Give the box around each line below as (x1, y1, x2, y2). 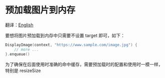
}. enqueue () (5, 52, 30, 57)
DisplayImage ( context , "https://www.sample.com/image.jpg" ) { (5, 42, 137, 47)
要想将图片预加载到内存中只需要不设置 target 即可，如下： (5, 32, 125, 38)
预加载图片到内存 (5, 4, 76, 16)
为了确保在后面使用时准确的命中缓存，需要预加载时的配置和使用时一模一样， (5, 61, 163, 67)
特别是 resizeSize (5, 68, 41, 74)
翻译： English (5, 22, 33, 28)
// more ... (14, 47, 39, 52)
